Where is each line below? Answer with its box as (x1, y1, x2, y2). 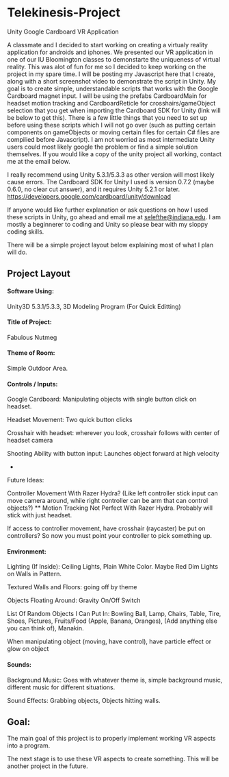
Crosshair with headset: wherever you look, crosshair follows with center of (7, 429, 220, 437)
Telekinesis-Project (7, 5, 121, 21)
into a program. (7, 741, 51, 750)
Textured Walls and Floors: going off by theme (7, 583, 137, 591)
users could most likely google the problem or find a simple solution (7, 143, 198, 151)
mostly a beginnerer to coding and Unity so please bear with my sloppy (7, 220, 208, 228)
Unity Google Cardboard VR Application (7, 27, 120, 36)
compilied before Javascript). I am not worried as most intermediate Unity (7, 135, 215, 143)
